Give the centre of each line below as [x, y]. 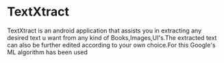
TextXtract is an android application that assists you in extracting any [104, 30]
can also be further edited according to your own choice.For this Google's [111, 45]
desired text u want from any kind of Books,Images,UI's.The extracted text [112, 37]
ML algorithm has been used [47, 52]
